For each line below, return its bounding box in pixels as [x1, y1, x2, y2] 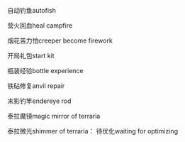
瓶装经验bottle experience [7, 67, 84, 75]
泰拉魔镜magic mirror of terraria [7, 112, 101, 120]
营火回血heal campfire [7, 21, 73, 30]
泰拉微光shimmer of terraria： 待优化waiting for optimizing [7, 127, 179, 135]
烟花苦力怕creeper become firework [7, 36, 113, 45]
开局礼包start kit [7, 52, 55, 60]
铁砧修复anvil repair [7, 82, 65, 90]
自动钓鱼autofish [7, 6, 57, 14]
